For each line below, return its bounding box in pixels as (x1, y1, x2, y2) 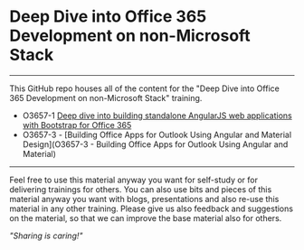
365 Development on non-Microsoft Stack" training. (9, 92, 203, 103)
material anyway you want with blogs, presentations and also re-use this (9, 193, 280, 204)
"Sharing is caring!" (9, 230, 83, 241)
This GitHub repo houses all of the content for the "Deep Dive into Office (9, 83, 280, 94)
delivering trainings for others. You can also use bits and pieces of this (9, 183, 272, 195)
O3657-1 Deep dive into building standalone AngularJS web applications (22, 110, 292, 121)
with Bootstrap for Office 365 (22, 119, 132, 130)
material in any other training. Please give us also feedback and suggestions (9, 203, 294, 214)
